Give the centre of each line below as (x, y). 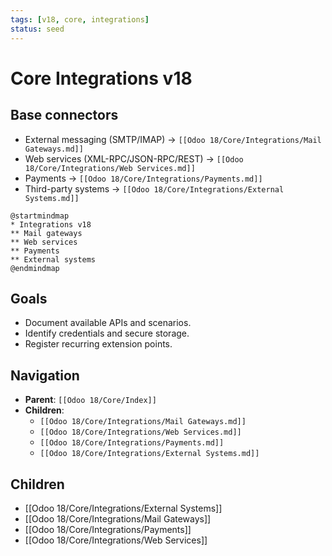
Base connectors (64, 115)
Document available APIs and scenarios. (108, 323)
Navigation (45, 375)
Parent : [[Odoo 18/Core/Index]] (90, 400)
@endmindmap (35, 268)
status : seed (37, 29)
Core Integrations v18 (101, 78)
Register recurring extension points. (98, 344)
